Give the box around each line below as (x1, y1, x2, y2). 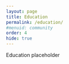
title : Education (6, 14, 48, 20)
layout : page (6, 8, 38, 15)
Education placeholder (6, 52, 60, 58)
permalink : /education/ (6, 19, 64, 25)
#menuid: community (6, 24, 53, 31)
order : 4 (6, 30, 27, 36)
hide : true (6, 35, 32, 41)
